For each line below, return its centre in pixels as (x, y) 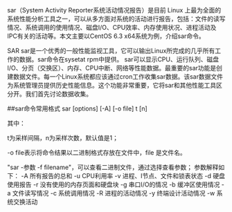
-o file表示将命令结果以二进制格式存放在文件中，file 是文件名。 (97, 153)
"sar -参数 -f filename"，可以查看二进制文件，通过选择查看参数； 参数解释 (113, 167)
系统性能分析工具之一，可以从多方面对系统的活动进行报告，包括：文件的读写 (116, 19)
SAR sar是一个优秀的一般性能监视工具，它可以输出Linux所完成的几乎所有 (111, 51)
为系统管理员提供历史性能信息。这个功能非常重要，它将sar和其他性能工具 (112, 85)
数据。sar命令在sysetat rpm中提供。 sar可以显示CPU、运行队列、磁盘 (119, 59)
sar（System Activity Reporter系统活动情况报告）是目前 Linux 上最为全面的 (114, 10)
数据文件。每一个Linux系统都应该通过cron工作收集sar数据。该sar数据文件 (118, 77)
